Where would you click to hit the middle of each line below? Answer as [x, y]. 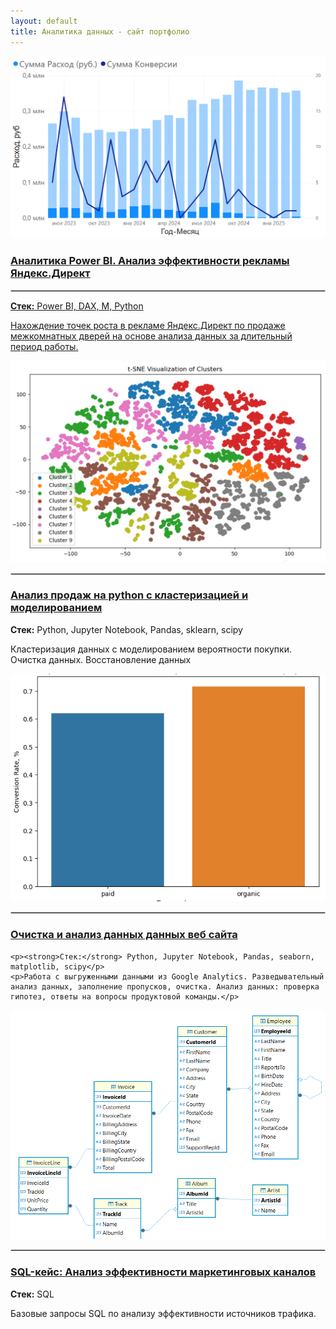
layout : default [44, 21]
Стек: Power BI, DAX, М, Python [77, 306]
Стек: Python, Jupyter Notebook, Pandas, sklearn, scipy [126, 629]
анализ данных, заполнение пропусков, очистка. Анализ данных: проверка [165, 986]
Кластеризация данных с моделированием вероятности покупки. [151, 649]
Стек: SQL [32, 1294]
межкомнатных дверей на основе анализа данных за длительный [151, 336]
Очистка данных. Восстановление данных [101, 659]
